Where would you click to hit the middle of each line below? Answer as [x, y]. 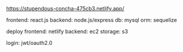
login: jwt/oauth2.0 [29, 43]
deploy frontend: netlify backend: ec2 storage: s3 [67, 31]
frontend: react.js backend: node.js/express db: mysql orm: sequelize [92, 20]
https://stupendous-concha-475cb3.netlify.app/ [65, 9]
